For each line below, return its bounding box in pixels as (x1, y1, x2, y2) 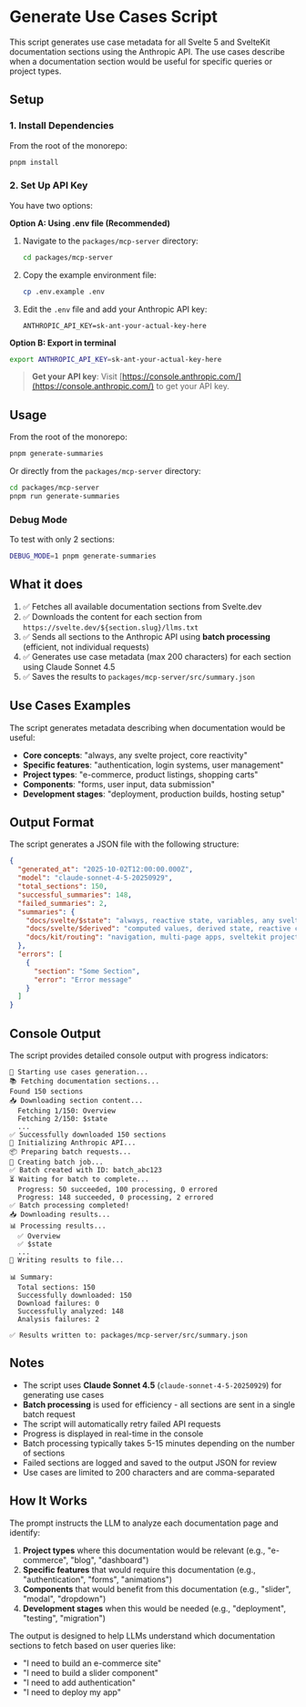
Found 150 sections (9, 1087, 84, 1096)
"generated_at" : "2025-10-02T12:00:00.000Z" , (17, 865, 194, 874)
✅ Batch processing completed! (9, 1201, 130, 1210)
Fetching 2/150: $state (17, 1115, 107, 1124)
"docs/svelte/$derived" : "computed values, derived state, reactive (25, 924, 291, 933)
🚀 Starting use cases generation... (9, 1068, 148, 1077)
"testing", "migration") (22, 1612, 107, 1623)
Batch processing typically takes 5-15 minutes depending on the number (22, 1437, 296, 1448)
